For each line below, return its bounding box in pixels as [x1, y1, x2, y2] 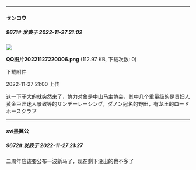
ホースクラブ [6, 107, 37, 115]
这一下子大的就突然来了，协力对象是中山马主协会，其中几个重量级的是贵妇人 [6, 93, 190, 100]
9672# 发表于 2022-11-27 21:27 [6, 141, 83, 149]
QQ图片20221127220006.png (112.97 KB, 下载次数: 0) [6, 55, 137, 63]
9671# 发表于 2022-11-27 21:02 [6, 29, 83, 36]
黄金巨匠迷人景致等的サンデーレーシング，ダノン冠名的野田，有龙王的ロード [6, 100, 190, 107]
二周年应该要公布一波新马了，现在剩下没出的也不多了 [6, 158, 134, 165]
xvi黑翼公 [6, 127, 29, 134]
